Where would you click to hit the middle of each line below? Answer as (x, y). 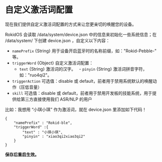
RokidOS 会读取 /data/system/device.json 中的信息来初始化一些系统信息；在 (81, 34)
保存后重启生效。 (22, 154)
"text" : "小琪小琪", (43, 132)
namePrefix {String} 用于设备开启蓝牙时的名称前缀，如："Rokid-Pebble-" (84, 51)
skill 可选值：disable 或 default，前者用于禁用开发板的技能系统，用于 (82, 93)
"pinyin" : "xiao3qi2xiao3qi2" (54, 136)
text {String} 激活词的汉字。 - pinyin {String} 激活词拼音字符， (83, 69)
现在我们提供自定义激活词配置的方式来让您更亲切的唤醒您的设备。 (71, 24)
